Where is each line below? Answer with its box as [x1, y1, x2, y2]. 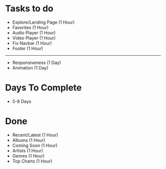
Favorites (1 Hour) [12, 24, 49, 30]
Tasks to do [5, 3, 53, 14]
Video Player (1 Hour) [12, 35, 56, 41]
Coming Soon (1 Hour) [12, 142, 58, 148]
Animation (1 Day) [12, 65, 48, 70]
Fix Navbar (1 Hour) [12, 40, 52, 46]
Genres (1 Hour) [12, 153, 45, 159]
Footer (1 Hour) [12, 45, 43, 51]
